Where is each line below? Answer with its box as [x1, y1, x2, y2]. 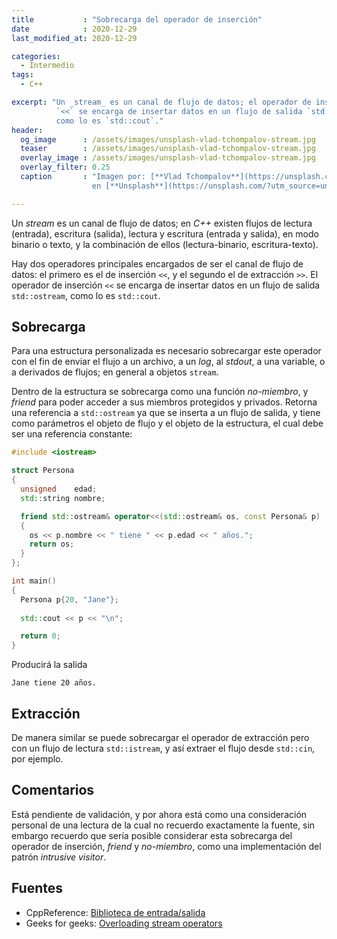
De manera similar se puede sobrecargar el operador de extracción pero [11, 732, 310, 743]
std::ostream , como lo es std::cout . [11, 289, 161, 301]
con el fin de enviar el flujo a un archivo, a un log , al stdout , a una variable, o [11, 356, 326, 368]
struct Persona [11, 466, 75, 476]
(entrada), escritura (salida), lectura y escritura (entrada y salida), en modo [11, 227, 319, 240]
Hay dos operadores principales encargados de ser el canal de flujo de [11, 257, 304, 270]
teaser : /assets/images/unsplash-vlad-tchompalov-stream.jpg [20, 144, 316, 154]
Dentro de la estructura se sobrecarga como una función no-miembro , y [11, 386, 309, 398]
